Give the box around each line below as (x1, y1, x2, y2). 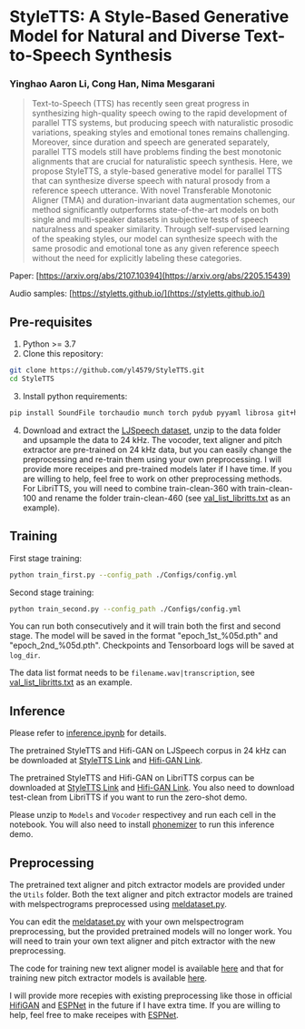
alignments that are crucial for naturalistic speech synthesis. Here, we (31, 156, 293, 167)
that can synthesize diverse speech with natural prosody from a (31, 176, 271, 187)
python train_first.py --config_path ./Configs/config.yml (9, 570, 238, 580)
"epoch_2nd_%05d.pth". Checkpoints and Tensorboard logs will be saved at (9, 640, 295, 651)
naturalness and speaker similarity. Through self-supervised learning (31, 224, 290, 235)
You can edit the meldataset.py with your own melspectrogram (9, 916, 244, 927)
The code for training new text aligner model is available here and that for (9, 963, 284, 974)
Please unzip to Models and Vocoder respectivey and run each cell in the (9, 810, 277, 821)
